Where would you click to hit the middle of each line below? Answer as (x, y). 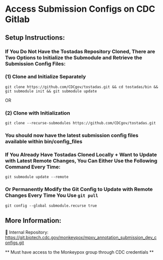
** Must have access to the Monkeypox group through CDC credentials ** (80, 252)
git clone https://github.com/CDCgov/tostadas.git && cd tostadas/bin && (82, 87)
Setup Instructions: (35, 37)
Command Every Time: (33, 166)
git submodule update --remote (37, 177)
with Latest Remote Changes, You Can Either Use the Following (81, 161)
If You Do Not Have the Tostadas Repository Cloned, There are (80, 51)
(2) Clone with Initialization (38, 113)
